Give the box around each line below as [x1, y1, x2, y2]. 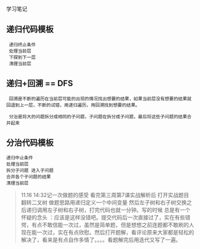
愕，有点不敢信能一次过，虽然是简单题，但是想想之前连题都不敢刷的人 [20, 222, 195, 229]
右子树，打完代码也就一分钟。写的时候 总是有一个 [68, 207, 190, 214]
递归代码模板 [6, 24, 54, 35]
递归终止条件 [8, 41, 36, 48]
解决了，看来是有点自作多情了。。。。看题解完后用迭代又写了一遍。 [20, 236, 181, 244]
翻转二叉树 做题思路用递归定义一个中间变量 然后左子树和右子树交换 [20, 199, 187, 206]
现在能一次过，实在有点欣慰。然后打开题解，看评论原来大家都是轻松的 [20, 229, 195, 236]
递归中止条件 [6, 155, 34, 161]
